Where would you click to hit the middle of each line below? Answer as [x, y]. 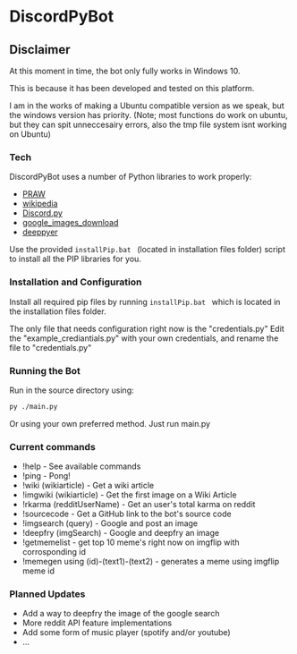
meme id [38, 571]
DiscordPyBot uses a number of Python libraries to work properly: [131, 177]
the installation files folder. [58, 311]
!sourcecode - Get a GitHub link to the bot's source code [127, 514]
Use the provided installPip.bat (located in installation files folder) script [148, 250]
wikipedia [40, 204]
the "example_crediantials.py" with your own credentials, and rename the [144, 338]
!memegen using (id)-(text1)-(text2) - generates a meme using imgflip [151, 562]
